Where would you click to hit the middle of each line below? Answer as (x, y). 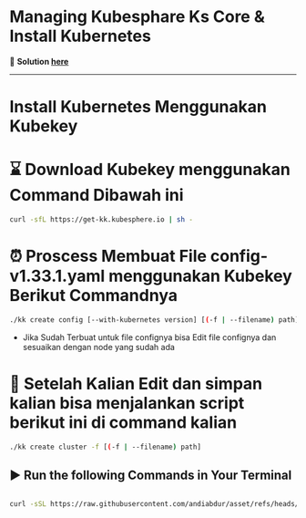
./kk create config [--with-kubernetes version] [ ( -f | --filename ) (142, 320)
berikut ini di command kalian (123, 422)
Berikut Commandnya (93, 296)
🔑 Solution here (39, 61)
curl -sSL (28, 504)
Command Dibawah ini (97, 196)
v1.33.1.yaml (57, 276)
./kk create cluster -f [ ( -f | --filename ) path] (106, 447)
